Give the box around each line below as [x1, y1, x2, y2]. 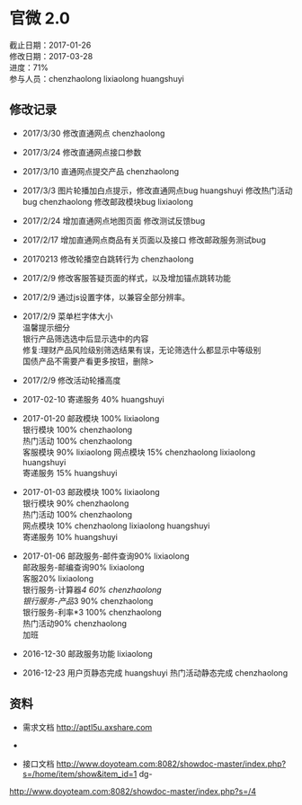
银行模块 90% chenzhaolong [22, 498, 129, 509]
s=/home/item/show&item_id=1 [22, 768, 138, 779]
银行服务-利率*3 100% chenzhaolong [22, 606, 162, 617]
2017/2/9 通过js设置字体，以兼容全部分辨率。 [22, 291, 191, 302]
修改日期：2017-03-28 [9, 50, 93, 61]
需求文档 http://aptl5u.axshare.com [22, 721, 153, 732]
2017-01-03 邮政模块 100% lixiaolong [22, 486, 160, 497]
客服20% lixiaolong [22, 572, 94, 584]
